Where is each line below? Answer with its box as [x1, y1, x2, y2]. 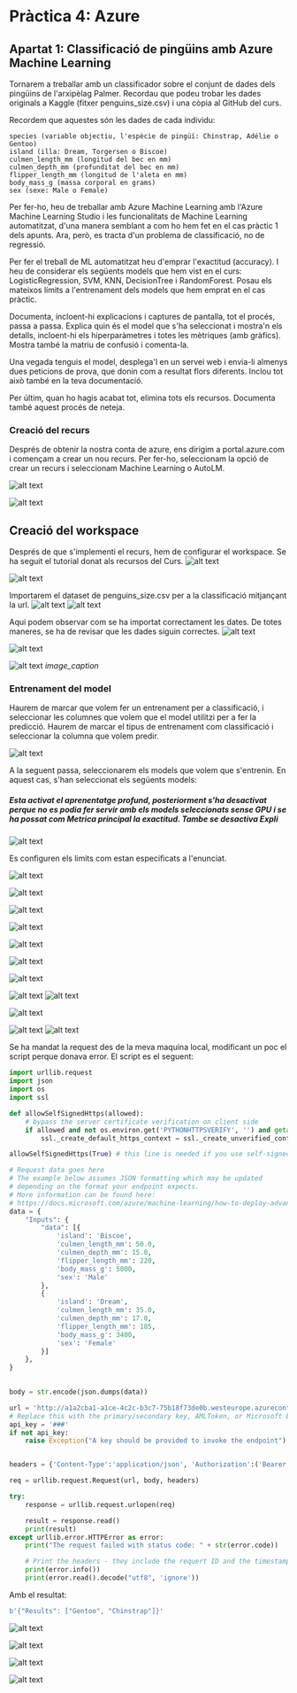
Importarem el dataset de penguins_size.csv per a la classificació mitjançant [9, 591, 287, 601]
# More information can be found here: [9, 1190, 156, 1199]
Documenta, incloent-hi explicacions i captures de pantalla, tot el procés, [9, 312, 276, 321]
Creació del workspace [9, 522, 140, 537]
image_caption [44, 661, 99, 671]
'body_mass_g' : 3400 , [56, 1330, 137, 1339]
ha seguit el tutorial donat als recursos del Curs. [9, 556, 184, 567]
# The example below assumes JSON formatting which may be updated [9, 1174, 263, 1183]
